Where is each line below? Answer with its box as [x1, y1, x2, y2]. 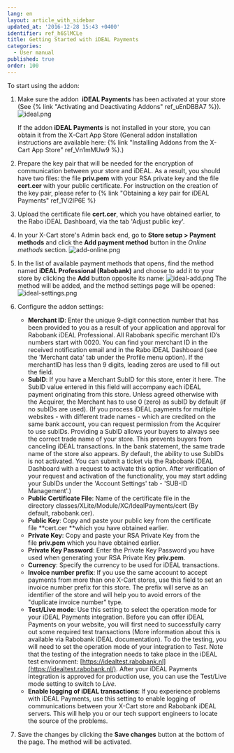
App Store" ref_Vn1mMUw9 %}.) [31, 145, 124, 154]
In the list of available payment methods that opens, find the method [17, 259, 214, 268]
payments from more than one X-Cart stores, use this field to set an [27, 576, 222, 584]
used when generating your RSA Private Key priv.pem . [27, 553, 186, 562]
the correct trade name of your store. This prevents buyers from [27, 434, 212, 443]
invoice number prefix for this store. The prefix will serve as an [27, 583, 208, 591]
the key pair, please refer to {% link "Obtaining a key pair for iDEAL [17, 189, 210, 197]
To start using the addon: [7, 81, 80, 89]
